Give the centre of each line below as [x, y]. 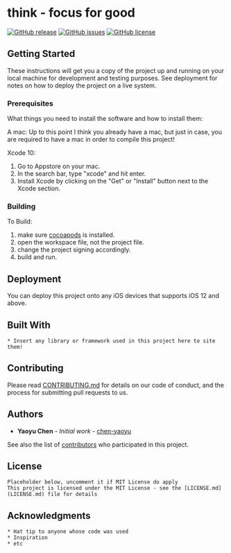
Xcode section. [39, 188]
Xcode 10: [22, 153]
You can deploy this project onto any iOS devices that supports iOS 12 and [113, 296]
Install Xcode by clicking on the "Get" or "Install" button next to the [113, 181]
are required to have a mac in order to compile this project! [91, 140]
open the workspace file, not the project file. [80, 242]
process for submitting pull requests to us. [68, 392]
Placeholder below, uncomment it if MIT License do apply [93, 482]
